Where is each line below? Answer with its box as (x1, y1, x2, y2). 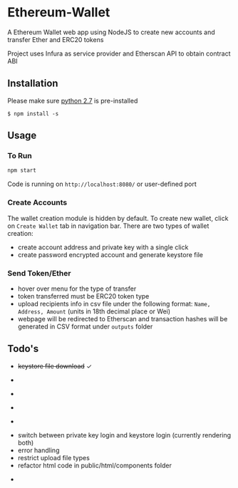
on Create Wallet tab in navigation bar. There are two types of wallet (7, 222, 209, 230)
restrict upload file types (17, 453, 90, 462)
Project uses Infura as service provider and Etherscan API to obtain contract (7, 49, 231, 58)
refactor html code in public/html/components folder (17, 461, 172, 469)
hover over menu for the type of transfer (17, 284, 137, 293)
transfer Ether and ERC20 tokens (7, 35, 104, 43)
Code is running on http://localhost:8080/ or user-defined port (7, 180, 197, 189)
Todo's (7, 343, 39, 355)
